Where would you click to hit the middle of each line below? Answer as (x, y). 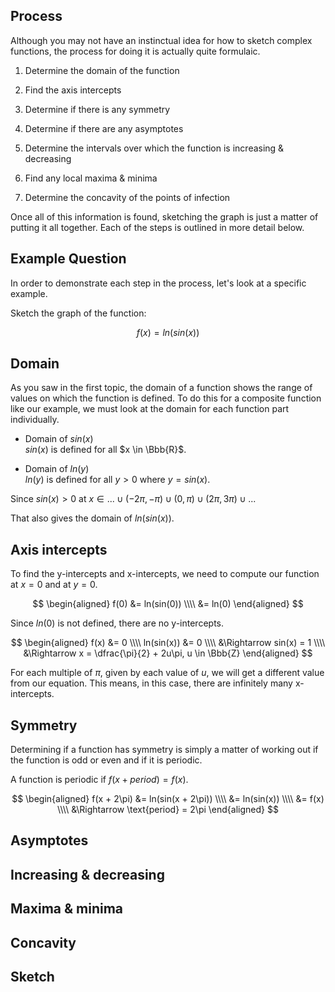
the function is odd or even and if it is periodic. (106, 760)
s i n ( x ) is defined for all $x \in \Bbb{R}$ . (105, 450)
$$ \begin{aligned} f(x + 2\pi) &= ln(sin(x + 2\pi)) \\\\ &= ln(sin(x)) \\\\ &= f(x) (168, 799)
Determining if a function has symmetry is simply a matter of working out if (164, 750)
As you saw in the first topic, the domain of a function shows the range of (161, 388)
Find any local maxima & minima (91, 178)
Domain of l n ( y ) (57, 469)
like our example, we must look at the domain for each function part (150, 409)
